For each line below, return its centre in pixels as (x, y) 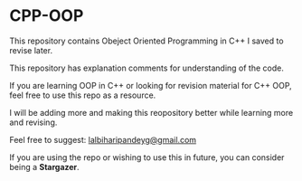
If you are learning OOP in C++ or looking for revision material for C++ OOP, (151, 85)
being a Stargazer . (44, 167)
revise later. (31, 50)
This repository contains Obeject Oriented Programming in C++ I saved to (146, 41)
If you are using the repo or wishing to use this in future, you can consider (147, 157)
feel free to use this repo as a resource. (83, 95)
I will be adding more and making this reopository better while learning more (151, 112)
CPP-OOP (47, 16)
